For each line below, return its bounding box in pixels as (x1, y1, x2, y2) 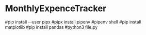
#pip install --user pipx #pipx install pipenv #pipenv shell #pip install (5, 19, 142, 25)
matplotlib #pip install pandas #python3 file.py (5, 24, 98, 30)
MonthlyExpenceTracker (5, 3, 107, 14)
